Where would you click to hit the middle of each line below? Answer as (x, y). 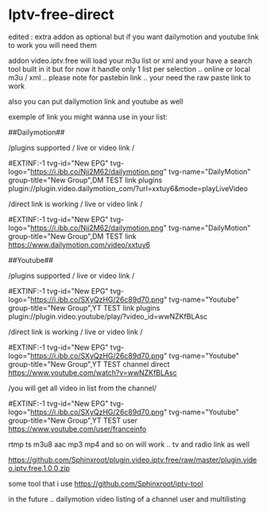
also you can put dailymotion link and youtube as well (96, 101)
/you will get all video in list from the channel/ (83, 388)
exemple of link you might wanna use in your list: (88, 116)
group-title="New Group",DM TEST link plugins (85, 180)
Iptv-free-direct (61, 15)
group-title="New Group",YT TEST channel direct (89, 364)
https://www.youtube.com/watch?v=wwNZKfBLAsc (93, 373)
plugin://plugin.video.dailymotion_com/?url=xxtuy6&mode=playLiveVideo (128, 188)
